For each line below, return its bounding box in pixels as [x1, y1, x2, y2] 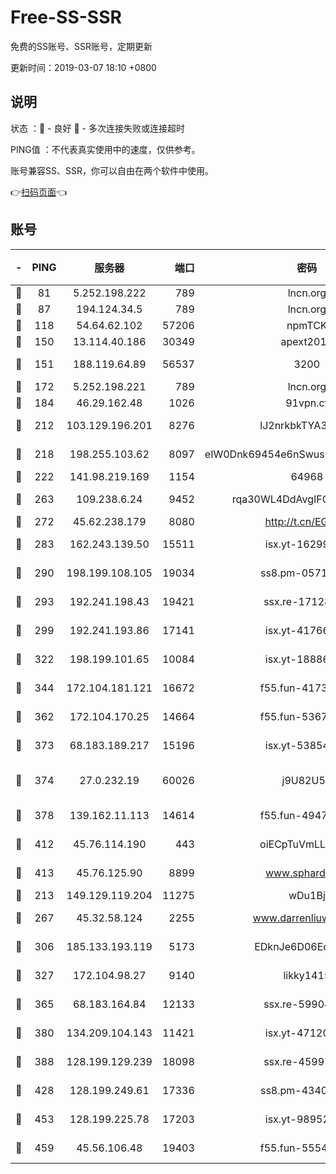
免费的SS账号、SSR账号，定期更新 [10, 40, 153, 52]
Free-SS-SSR [10, 6, 122, 29]
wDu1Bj [288, 888, 326, 902]
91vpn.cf [285, 396, 329, 410]
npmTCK [286, 318, 328, 332]
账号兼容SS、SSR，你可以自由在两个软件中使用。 [10, 164, 214, 176]
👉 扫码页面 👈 [10, 186, 68, 198]
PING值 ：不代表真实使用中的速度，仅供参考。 [10, 143, 201, 155]
